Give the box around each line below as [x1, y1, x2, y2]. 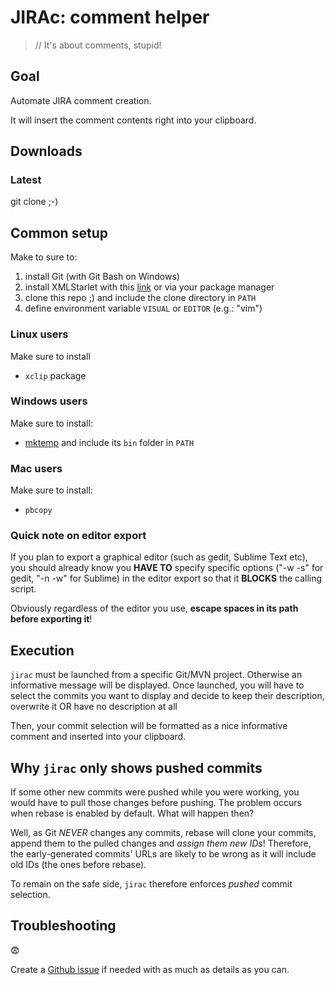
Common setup [10, 224, 108, 241]
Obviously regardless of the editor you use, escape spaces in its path [10, 602, 299, 615]
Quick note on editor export [10, 529, 147, 543]
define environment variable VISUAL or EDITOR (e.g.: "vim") [24, 302, 263, 315]
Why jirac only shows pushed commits [10, 759, 263, 776]
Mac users [10, 461, 63, 475]
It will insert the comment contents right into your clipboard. [10, 114, 257, 126]
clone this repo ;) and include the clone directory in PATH [24, 292, 257, 304]
